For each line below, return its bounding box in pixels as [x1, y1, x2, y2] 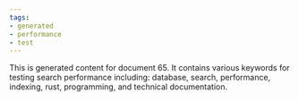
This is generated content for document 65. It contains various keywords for [9, 63, 290, 73]
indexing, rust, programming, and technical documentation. [9, 81, 228, 92]
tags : [9, 13, 30, 22]
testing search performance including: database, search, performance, [9, 72, 271, 83]
